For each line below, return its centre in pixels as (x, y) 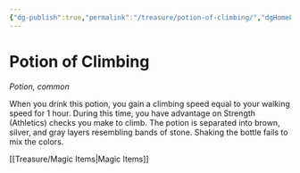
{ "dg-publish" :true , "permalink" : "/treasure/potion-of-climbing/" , (135, 17)
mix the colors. (37, 141)
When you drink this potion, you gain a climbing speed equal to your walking (150, 103)
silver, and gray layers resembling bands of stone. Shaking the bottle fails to (149, 132)
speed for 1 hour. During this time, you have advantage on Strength (133, 113)
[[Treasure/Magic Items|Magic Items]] (79, 159)
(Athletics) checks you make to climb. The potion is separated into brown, (145, 122)
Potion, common (39, 86)
